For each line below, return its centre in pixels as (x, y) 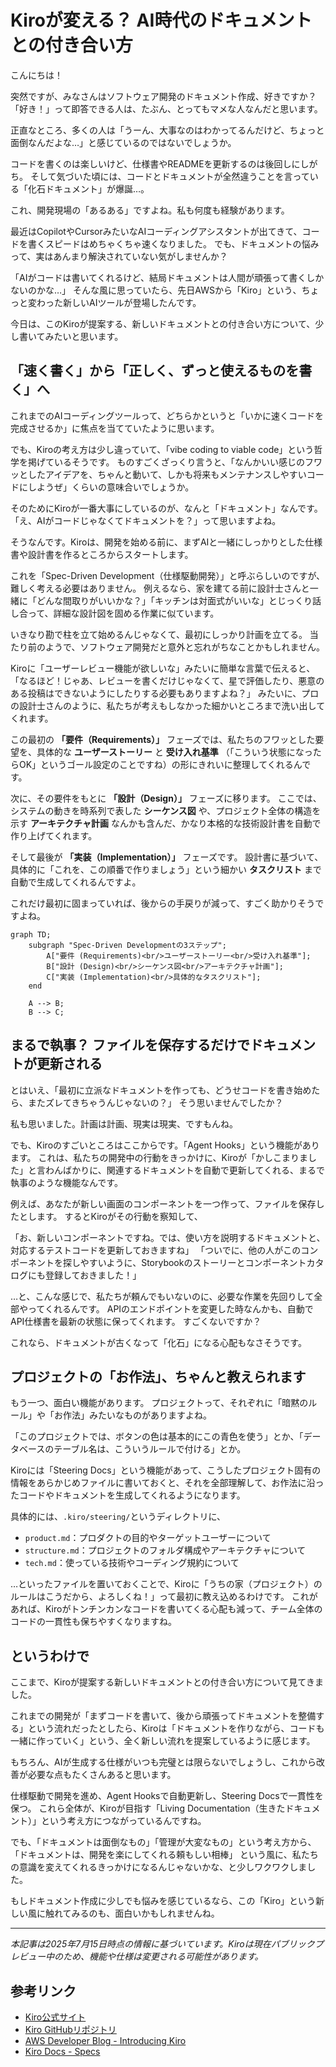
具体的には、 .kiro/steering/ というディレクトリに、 (118, 1517)
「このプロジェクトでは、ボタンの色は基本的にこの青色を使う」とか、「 (157, 1437)
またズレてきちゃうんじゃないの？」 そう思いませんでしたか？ (155, 1102)
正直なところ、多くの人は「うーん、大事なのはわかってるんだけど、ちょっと (167, 130)
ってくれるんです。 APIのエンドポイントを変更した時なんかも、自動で (170, 1308)
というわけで (50, 1656)
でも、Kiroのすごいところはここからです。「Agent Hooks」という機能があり (165, 1145)
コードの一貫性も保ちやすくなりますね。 (93, 1622)
